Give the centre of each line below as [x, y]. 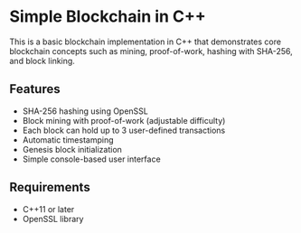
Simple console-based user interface [91, 159]
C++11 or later [48, 209]
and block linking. [42, 61]
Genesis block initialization [72, 149]
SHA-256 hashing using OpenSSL [85, 111]
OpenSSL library [53, 219]
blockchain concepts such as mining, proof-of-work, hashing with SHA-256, [151, 51]
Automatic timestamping [68, 140]
